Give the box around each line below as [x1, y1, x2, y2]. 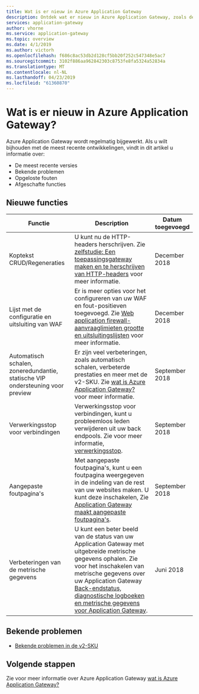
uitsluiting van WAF [9, 320, 63, 328]
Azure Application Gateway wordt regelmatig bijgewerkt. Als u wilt [6, 137, 168, 145]
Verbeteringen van [9, 558, 61, 566]
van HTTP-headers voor [74, 270, 143, 278]
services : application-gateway [6, 20, 84, 25]
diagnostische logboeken [74, 591, 145, 599]
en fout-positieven [74, 301, 127, 309]
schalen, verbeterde [74, 363, 130, 371]
